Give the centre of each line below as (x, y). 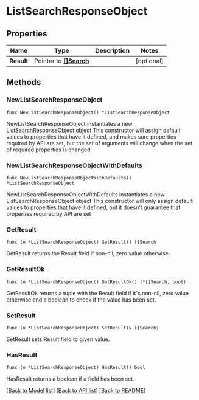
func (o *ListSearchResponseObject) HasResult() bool (76, 368)
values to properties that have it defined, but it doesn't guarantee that (93, 207)
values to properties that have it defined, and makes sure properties (91, 136)
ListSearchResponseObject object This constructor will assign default (93, 130)
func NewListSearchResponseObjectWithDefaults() (69, 178)
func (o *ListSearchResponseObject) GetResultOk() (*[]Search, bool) (96, 282)
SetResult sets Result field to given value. (58, 339)
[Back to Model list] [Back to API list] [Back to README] (76, 391)
